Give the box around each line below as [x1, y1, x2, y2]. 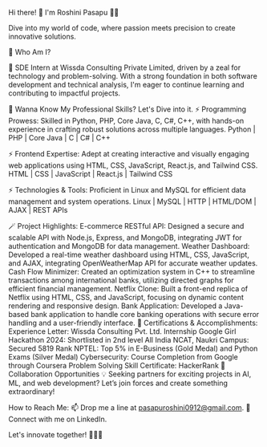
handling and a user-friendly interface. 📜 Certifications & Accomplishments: [8, 318, 258, 327]
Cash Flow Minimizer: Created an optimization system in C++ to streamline [8, 267, 255, 276]
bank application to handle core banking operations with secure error [30, 310, 260, 319]
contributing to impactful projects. [8, 88, 121, 98]
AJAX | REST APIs [8, 205, 68, 214]
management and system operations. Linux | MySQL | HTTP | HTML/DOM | [8, 197, 257, 206]
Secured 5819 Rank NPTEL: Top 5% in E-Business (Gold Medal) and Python [8, 343, 258, 353]
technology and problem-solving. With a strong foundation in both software [8, 71, 258, 80]
